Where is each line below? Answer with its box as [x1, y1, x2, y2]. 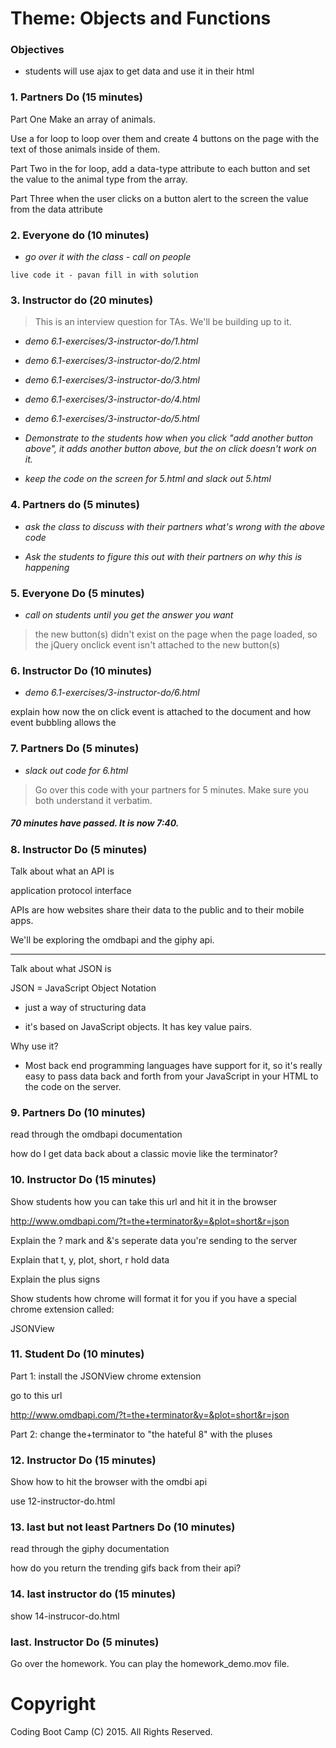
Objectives [10, 43, 65, 57]
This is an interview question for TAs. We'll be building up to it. [34, 316, 292, 328]
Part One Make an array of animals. [10, 113, 156, 125]
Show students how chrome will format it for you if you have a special [10, 1292, 297, 1304]
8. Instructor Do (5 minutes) [10, 842, 148, 856]
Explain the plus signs [10, 1273, 101, 1285]
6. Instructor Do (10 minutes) [10, 663, 153, 677]
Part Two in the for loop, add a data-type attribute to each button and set [10, 162, 311, 174]
